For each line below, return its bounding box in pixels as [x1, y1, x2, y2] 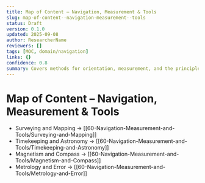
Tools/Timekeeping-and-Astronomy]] [15, 144, 109, 151]
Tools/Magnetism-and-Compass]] [15, 157, 101, 164]
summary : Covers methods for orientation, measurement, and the [6, 65, 173, 72]
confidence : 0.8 [6, 60, 48, 66]
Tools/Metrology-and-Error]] [15, 170, 87, 177]
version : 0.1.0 [6, 26, 45, 32]
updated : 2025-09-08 [6, 32, 59, 38]
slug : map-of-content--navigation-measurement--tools [6, 15, 146, 21]
